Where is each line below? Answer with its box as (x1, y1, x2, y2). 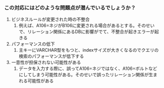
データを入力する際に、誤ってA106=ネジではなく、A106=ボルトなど (18, 65, 158, 72)
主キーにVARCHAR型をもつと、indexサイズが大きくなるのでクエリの (18, 47, 159, 53)
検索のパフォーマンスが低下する (18, 53, 84, 59)
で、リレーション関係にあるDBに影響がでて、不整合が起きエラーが (18, 29, 155, 35)
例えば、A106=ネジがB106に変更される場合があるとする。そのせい (18, 23, 155, 29)
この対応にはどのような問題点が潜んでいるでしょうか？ (4, 4, 136, 11)
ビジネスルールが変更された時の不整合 (11, 16, 90, 23)
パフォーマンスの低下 (11, 41, 55, 47)
